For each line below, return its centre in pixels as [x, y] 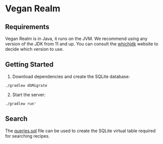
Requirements [27, 27]
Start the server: [29, 95]
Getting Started [29, 65]
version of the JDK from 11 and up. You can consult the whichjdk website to [82, 44]
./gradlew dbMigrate [26, 85]
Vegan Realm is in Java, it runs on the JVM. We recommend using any [76, 38]
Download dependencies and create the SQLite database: [71, 76]
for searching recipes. [28, 136]
